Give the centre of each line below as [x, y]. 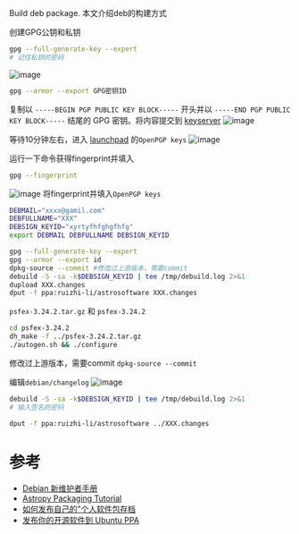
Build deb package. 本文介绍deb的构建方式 [88, 13]
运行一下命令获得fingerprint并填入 [72, 158]
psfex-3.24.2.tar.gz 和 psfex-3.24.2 [77, 311]
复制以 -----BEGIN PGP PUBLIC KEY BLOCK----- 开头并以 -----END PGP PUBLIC [150, 109]
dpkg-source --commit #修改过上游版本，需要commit [99, 268]
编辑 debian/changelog [49, 382]
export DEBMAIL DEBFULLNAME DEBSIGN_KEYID [89, 235]
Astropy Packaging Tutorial [72, 498]
